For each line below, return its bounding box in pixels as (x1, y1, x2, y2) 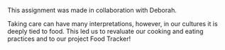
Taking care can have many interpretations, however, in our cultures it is (7, 20, 218, 27)
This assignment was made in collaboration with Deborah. (7, 6, 177, 14)
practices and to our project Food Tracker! (7, 35, 131, 43)
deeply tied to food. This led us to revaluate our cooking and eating (7, 27, 204, 35)
